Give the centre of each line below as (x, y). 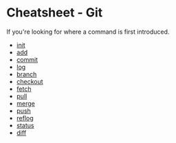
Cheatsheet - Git (55, 13)
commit (27, 59)
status (25, 125)
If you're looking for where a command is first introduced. (88, 32)
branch (26, 74)
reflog (25, 118)
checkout (30, 81)
